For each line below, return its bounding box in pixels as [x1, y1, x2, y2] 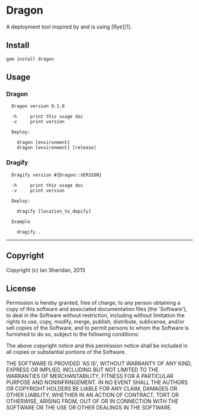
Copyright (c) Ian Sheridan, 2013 [6, 266, 86, 273]
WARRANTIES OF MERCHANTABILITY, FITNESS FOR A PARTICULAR [6, 373, 174, 380]
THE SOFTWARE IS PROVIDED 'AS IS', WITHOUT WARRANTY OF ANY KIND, [6, 360, 192, 367]
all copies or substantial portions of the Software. [6, 348, 126, 356]
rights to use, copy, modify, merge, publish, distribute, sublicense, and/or [6, 318, 185, 325]
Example [11, 219, 31, 225]
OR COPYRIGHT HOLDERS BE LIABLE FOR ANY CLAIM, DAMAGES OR [6, 385, 178, 392]
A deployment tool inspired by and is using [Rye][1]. [6, 23, 132, 30]
